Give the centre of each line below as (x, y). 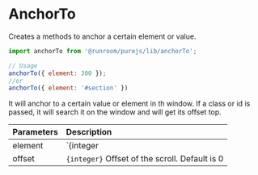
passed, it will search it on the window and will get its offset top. (115, 112)
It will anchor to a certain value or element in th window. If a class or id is (129, 104)
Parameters (35, 132)
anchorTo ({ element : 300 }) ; (57, 73)
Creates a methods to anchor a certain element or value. (102, 36)
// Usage (23, 65)
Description (89, 132)
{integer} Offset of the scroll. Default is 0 (145, 159)
